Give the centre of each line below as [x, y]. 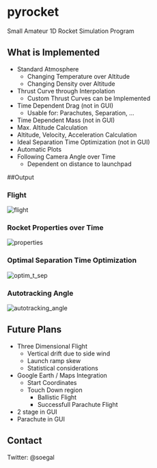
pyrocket [33, 12]
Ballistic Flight [57, 397]
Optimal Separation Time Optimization [72, 260]
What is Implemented [54, 52]
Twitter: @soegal [31, 457]
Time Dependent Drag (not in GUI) [65, 105]
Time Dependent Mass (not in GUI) [66, 120]
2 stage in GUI [37, 412]
